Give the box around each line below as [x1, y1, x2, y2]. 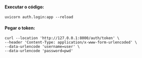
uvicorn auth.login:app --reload [4, 15, 73, 19]
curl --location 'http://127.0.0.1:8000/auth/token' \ [4, 36, 120, 41]
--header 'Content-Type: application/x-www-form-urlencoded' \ [4, 40, 138, 45]
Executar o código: [4, 4, 44, 10]
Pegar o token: [4, 25, 35, 31]
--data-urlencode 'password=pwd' [4, 49, 73, 54]
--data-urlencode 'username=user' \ [4, 44, 80, 49]
